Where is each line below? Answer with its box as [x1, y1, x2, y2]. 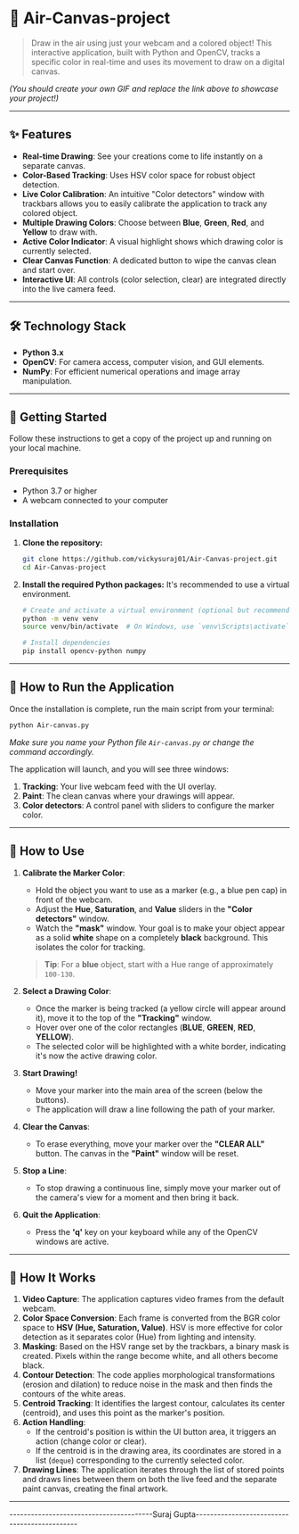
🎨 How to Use [9, 843, 85, 859]
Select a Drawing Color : [21, 985, 111, 996]
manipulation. [21, 375, 73, 386]
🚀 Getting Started [9, 410, 108, 425]
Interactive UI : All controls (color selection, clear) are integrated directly [21, 274, 287, 285]
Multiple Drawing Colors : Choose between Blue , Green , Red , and [21, 217, 265, 228]
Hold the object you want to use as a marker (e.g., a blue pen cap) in [35, 884, 287, 895]
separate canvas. [21, 160, 86, 170]
